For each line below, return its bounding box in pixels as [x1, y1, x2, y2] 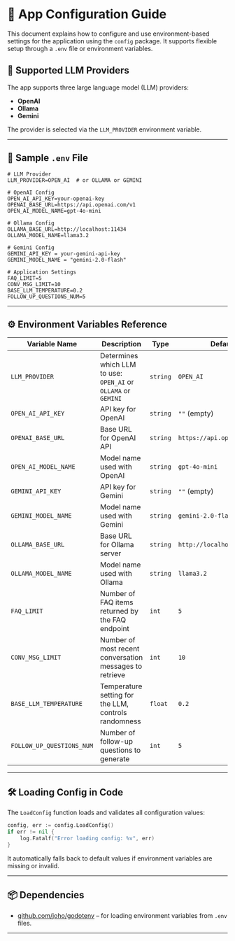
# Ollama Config [7, 220, 55, 227]
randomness [100, 716, 141, 726]
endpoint [100, 624, 129, 634]
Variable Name [27, 339, 78, 349]
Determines [100, 351, 138, 361]
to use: [100, 369, 122, 378]
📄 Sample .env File [7, 152, 89, 164]
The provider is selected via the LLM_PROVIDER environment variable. [7, 125, 202, 134]
